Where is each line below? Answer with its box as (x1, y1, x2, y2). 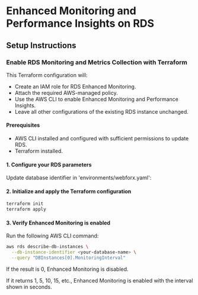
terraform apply (6, 206, 46, 213)
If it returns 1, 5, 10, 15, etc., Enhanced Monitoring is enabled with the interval (6, 277, 193, 284)
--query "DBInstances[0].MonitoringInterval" (11, 255, 126, 261)
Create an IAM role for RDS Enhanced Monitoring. (14, 83, 136, 90)
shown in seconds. (6, 283, 52, 291)
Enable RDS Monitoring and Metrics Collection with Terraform (6, 58, 188, 66)
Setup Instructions (6, 40, 76, 50)
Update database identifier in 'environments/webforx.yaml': (6, 174, 152, 181)
